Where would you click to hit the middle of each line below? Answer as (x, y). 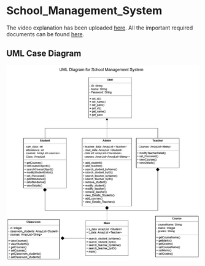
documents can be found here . (45, 34)
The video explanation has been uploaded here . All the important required (100, 28)
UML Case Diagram (44, 54)
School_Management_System (84, 11)
